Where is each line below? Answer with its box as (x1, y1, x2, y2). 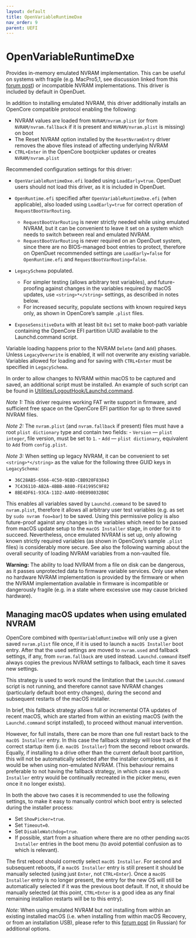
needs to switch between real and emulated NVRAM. (23, 231, 151, 238)
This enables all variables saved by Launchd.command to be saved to (6, 500, 167, 507)
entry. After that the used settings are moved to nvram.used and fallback (6, 647, 179, 653)
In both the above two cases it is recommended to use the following (6, 792, 170, 799)
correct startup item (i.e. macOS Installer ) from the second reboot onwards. (6, 743, 190, 750)
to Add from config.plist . (6, 441, 67, 448)
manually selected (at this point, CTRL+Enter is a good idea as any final (6, 889, 175, 896)
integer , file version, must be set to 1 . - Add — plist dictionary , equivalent (6, 435, 188, 442)
